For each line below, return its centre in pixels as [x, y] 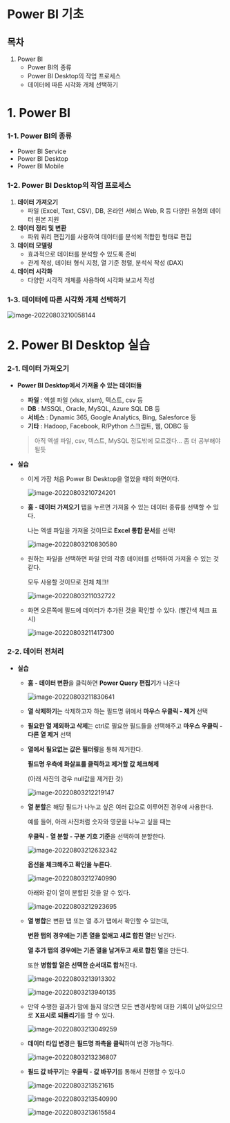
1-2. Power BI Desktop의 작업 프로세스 [69, 186]
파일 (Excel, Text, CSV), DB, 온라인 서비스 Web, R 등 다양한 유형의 [118, 210]
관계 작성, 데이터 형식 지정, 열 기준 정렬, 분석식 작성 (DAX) [106, 262]
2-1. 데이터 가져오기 [38, 369]
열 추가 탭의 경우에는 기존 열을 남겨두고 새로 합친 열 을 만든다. [108, 950]
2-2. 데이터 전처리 [36, 652]
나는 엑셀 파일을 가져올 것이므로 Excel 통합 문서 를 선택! [102, 530]
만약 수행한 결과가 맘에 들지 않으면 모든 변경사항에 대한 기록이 [110, 1007]
